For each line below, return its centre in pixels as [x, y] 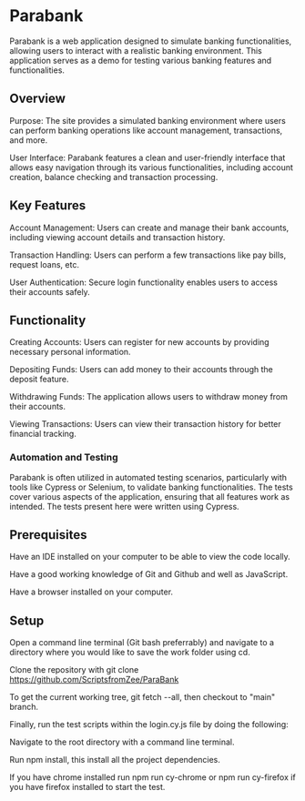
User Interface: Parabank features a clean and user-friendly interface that [147, 157]
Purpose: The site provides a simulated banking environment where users [148, 120]
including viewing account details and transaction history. [117, 237]
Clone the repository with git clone [74, 670]
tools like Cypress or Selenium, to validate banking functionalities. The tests [151, 487]
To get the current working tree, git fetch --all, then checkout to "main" [142, 697]
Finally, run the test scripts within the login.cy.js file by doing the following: [149, 725]
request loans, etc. [45, 264]
